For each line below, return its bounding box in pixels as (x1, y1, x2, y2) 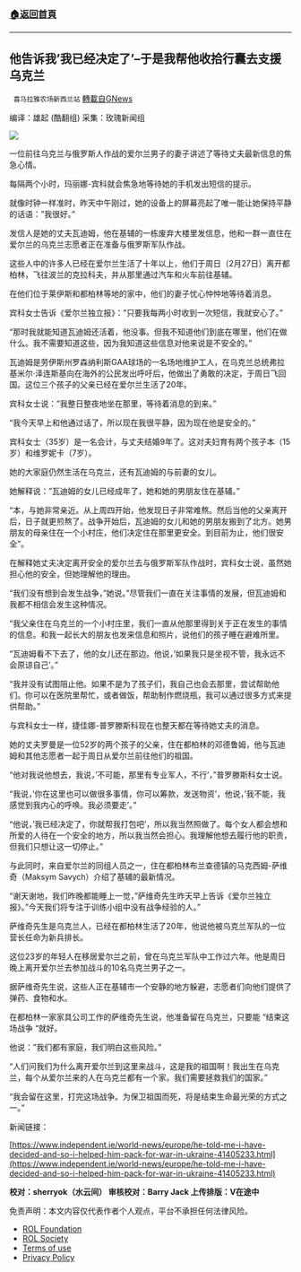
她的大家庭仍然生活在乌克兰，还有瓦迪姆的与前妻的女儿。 (9, 466, 221, 477)
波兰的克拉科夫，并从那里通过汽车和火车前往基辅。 (47, 269, 237, 280)
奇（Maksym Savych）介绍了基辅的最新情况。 (9, 872, 181, 883)
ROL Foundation (21, 1224, 82, 1234)
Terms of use (21, 1242, 72, 1253)
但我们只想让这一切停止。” (9, 841, 104, 852)
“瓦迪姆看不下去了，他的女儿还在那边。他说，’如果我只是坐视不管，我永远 (9, 649, 278, 659)
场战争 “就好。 (9, 1023, 63, 1033)
